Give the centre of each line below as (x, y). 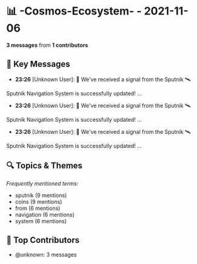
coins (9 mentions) (38, 201)
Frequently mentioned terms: (42, 183)
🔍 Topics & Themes (45, 166)
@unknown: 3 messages (46, 255)
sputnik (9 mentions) (41, 195)
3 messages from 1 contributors (47, 45)
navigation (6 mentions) (45, 214)
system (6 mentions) (41, 221)
